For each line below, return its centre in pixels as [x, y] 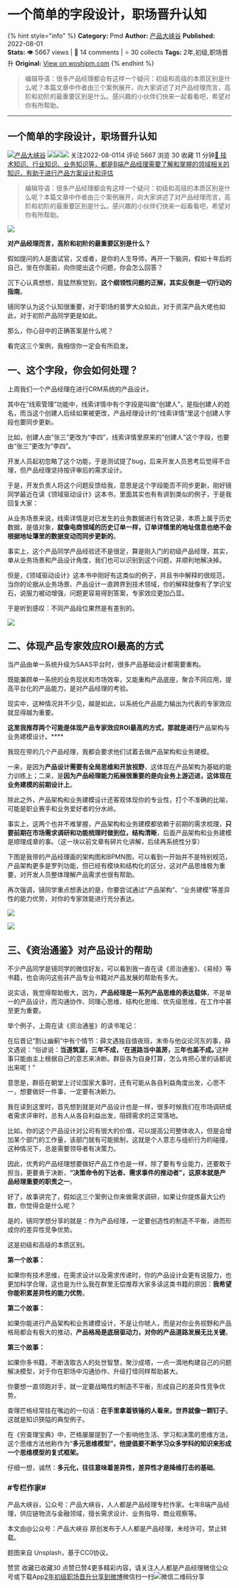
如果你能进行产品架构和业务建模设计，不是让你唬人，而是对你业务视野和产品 [119, 1324]
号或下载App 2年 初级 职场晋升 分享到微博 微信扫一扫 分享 [106, 1577]
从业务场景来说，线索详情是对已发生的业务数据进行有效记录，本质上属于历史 [119, 518]
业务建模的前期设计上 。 [42, 785]
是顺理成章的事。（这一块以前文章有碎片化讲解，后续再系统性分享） [106, 842]
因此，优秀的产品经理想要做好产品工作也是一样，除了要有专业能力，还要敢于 [119, 1164]
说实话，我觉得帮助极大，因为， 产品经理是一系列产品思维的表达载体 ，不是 [116, 993]
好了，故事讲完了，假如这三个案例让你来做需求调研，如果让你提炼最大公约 [116, 1197]
